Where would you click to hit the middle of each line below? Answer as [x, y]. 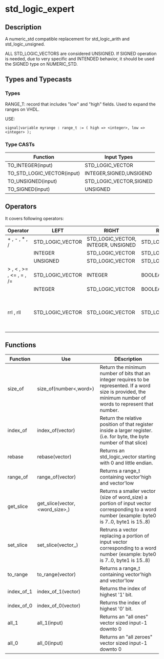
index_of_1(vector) [59, 591]
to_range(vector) [57, 574]
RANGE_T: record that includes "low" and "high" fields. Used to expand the [81, 104]
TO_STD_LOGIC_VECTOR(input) [44, 173]
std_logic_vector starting [128, 456]
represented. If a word [125, 385]
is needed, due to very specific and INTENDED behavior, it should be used [80, 59]
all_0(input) [50, 643]
